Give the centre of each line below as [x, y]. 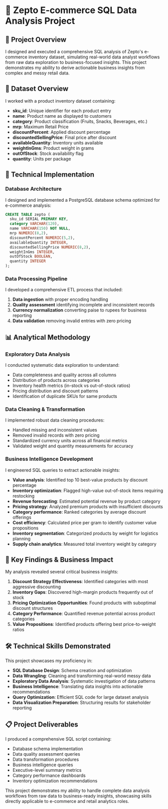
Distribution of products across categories [56, 380]
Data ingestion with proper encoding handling [60, 299]
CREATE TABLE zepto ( [28, 214]
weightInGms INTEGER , [32, 252]
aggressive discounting [37, 587]
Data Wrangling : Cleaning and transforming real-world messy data [82, 676]
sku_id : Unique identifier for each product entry [62, 111]
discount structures [33, 608]
